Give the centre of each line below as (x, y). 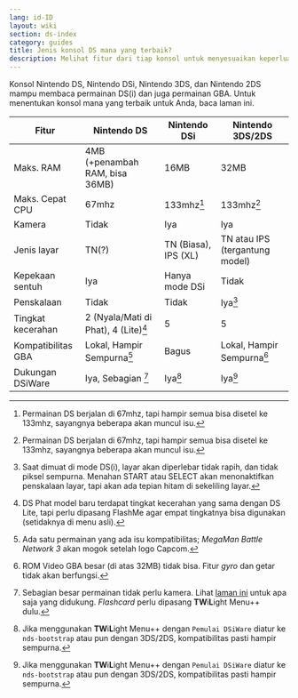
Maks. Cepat (40, 199)
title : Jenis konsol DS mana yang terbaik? (91, 51)
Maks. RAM (38, 168)
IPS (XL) (181, 256)
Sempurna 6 (244, 357)
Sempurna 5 (109, 357)
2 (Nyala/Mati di (118, 317)
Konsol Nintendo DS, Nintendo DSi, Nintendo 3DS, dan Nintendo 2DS (135, 84)
